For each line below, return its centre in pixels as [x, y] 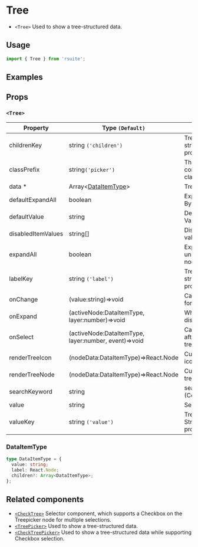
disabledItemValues [36, 234]
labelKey [21, 279]
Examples [24, 77]
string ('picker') [92, 169]
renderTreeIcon [30, 358]
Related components [45, 499]
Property [36, 127]
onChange [24, 299]
